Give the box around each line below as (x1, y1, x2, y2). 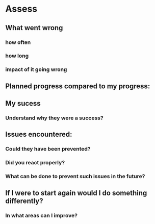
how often (5, 39, 31, 46)
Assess (5, 3, 37, 15)
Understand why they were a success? (5, 114, 104, 121)
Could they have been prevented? (5, 145, 91, 153)
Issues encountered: (5, 130, 72, 139)
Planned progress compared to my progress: (5, 82, 150, 90)
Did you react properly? (5, 159, 65, 166)
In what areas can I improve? (5, 212, 78, 219)
